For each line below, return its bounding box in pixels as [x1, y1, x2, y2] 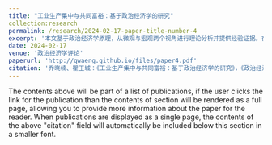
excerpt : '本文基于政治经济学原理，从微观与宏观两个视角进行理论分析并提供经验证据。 [8, 34, 261, 43]
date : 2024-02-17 [8, 42, 67, 50]
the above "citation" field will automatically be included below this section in [8, 120, 262, 130]
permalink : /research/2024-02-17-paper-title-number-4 [8, 27, 198, 35]
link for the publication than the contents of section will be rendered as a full [8, 94, 262, 105]
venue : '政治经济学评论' [8, 49, 83, 57]
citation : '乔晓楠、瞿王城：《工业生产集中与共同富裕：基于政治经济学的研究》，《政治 [8, 64, 257, 72]
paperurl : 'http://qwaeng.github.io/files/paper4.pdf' [8, 57, 198, 65]
